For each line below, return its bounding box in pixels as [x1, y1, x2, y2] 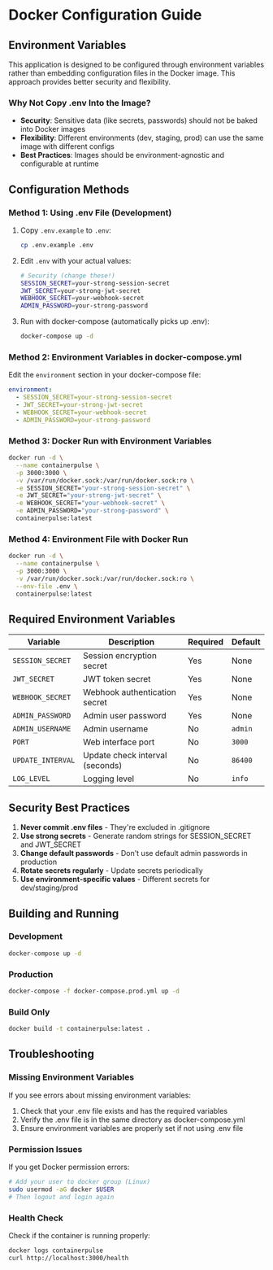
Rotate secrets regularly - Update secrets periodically [19, 866, 203, 875]
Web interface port [82, 736, 155, 748]
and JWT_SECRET [19, 840, 81, 849]
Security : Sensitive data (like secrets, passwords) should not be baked [19, 116, 258, 125]
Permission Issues [8, 1143, 83, 1154]
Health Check [8, 1212, 63, 1224]
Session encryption [82, 650, 157, 661]
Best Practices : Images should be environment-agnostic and [19, 151, 225, 160]
